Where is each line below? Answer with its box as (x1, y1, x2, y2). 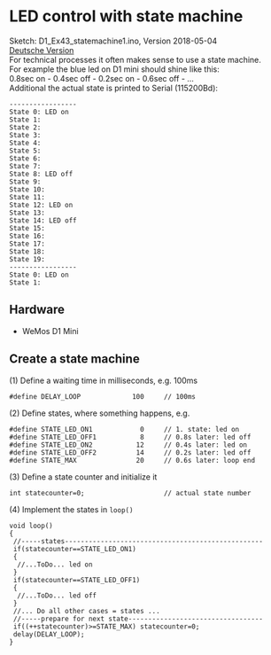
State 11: (9, 192, 46, 201)
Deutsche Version (9, 44, 74, 55)
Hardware (9, 302, 65, 317)
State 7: (9, 161, 42, 170)
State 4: (9, 138, 42, 147)
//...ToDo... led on (17, 560, 93, 569)
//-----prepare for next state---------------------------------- (12, 614, 264, 623)
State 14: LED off (9, 215, 77, 225)
